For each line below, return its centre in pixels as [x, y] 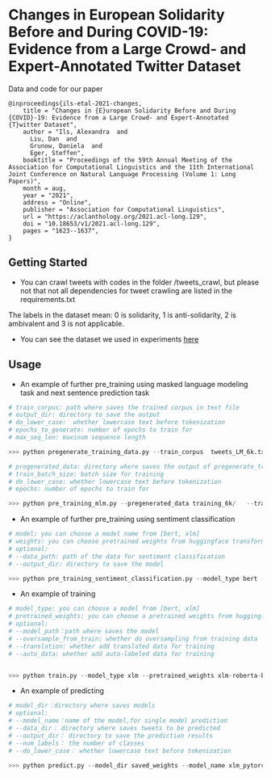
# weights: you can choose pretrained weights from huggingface [119, 542]
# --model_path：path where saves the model [84, 632]
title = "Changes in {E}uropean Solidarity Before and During [129, 111]
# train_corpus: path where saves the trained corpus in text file [124, 407]
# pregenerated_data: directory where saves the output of [110, 466]
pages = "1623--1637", [61, 231]
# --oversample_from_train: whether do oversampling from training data [133, 639]
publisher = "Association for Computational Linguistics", [124, 209]
